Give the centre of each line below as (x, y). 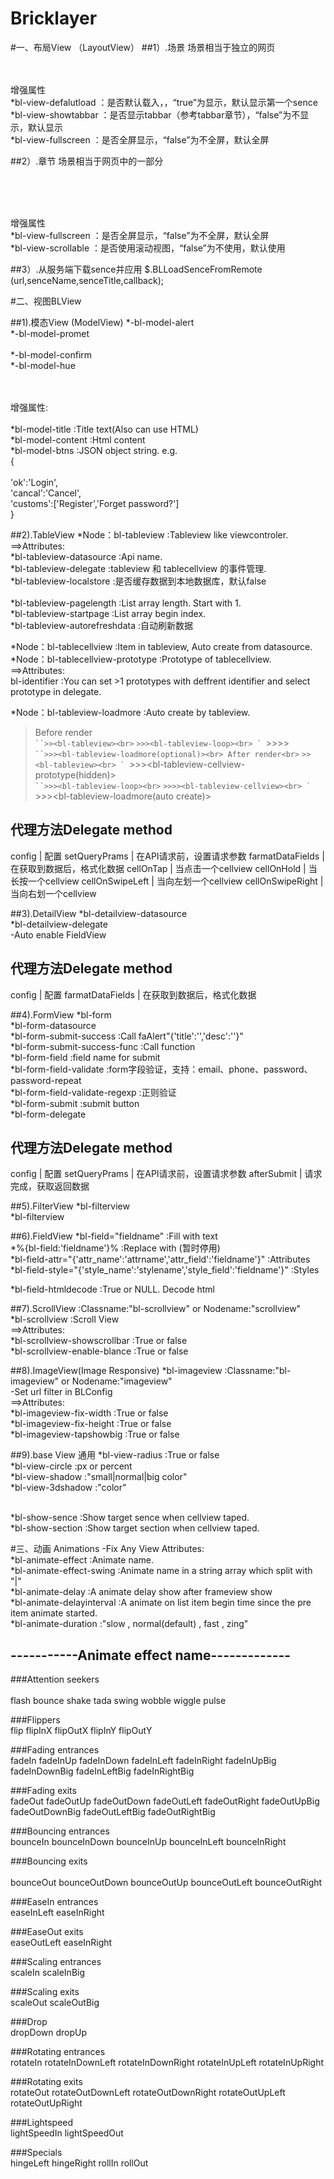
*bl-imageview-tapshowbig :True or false (95, 1434)
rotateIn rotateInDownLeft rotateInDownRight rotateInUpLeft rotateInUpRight (167, 2063)
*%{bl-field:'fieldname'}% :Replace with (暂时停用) (115, 1248)
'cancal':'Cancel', (46, 493)
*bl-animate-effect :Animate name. (82, 1560)
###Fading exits (43, 1791)
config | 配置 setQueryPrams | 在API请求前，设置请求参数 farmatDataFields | (167, 856)
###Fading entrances (55, 1750)
